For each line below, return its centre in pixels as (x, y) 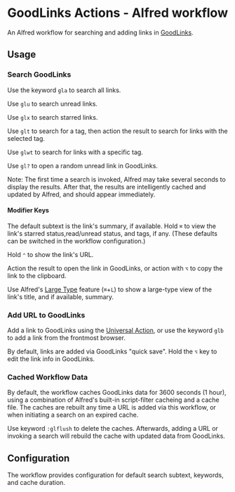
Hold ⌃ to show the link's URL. (51, 254)
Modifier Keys (28, 210)
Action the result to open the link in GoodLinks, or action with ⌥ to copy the (115, 268)
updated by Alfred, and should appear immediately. (81, 194)
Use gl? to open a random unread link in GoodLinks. (82, 165)
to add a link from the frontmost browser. (67, 338)
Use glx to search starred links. (53, 117)
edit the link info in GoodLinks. (51, 359)
